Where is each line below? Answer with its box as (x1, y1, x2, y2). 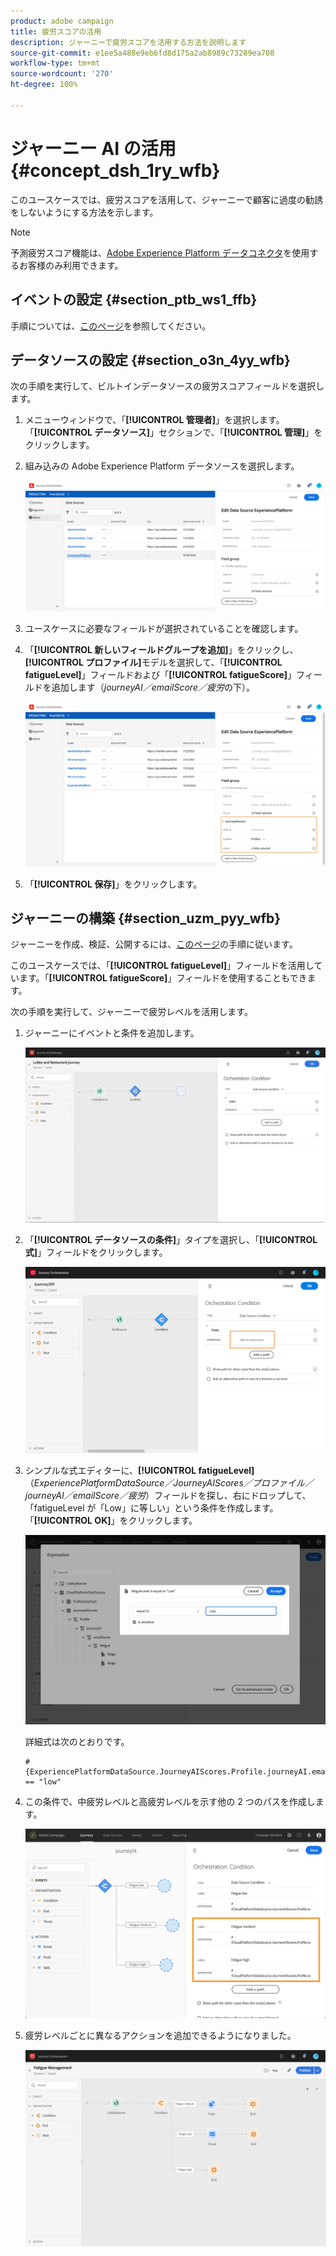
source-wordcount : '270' (10, 69, 114, 79)
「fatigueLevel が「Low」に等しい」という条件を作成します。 (24, 1502, 279, 1514)
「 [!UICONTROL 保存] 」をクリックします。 (24, 878, 203, 890)
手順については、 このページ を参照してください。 (10, 320, 212, 332)
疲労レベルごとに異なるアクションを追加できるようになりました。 (24, 2030, 297, 2042)
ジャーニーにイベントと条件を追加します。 (24, 1027, 200, 1039)
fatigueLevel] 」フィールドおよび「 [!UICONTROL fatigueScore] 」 (24, 669, 297, 681)
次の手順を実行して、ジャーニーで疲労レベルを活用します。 (10, 1006, 253, 1018)
